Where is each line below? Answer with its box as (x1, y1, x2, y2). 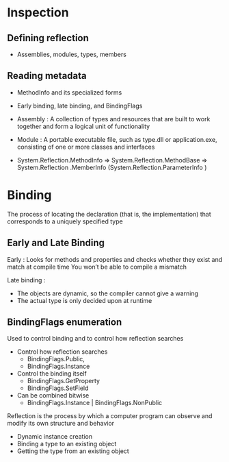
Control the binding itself (16, 369, 87, 378)
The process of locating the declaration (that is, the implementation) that (7, 210, 212, 218)
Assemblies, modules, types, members (16, 50, 126, 58)
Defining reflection (7, 32, 89, 44)
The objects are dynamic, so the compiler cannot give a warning (16, 289, 199, 297)
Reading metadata (7, 70, 87, 82)
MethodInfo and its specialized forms (16, 88, 122, 97)
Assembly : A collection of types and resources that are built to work (16, 114, 211, 123)
